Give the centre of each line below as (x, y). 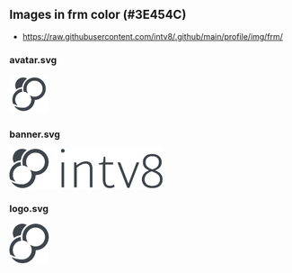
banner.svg (35, 134)
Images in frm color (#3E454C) (98, 15)
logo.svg (29, 209)
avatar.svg (33, 59)
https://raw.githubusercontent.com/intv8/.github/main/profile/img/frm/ (152, 36)
